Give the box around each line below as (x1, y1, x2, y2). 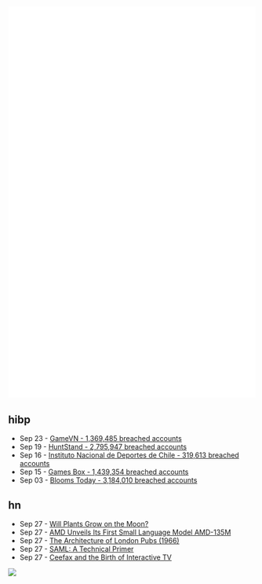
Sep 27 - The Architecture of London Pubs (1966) (19, 536, 180, 545)
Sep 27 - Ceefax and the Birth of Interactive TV (19, 553, 173, 562)
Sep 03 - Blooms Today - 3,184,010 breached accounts (19, 476, 198, 485)
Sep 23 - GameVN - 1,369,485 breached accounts (19, 434, 182, 443)
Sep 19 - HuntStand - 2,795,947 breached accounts (19, 443, 187, 452)
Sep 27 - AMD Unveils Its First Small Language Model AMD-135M (19, 527, 231, 537)
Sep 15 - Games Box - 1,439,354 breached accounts (19, 467, 189, 477)
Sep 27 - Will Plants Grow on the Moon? (19, 520, 149, 529)
